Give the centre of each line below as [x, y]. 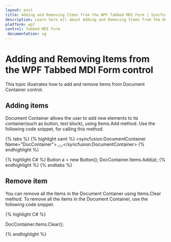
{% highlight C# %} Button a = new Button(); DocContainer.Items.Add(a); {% [85, 160]
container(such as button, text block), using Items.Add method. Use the [80, 123]
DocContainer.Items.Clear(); [35, 224]
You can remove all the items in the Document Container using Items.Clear [83, 193]
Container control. [24, 90]
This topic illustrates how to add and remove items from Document [75, 84]
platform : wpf [20, 24]
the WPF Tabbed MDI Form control [79, 70]
